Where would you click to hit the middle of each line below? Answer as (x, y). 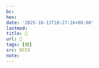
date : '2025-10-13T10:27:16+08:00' (50, 22)
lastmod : (17, 28)
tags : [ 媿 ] (19, 45)
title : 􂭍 (17, 34)
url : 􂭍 (14, 39)
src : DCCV (18, 50)
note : (13, 56)
